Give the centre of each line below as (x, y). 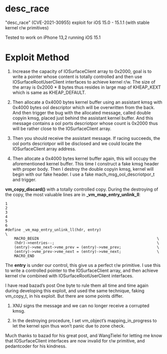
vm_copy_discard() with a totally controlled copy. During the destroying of (82, 189)
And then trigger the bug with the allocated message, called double (82, 113)
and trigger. (24, 179)
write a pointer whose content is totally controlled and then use (77, 76)
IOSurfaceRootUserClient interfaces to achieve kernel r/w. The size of (84, 82)
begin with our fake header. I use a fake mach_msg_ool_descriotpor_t (83, 174)
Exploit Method (37, 58)
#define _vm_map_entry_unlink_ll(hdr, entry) (53, 230)
